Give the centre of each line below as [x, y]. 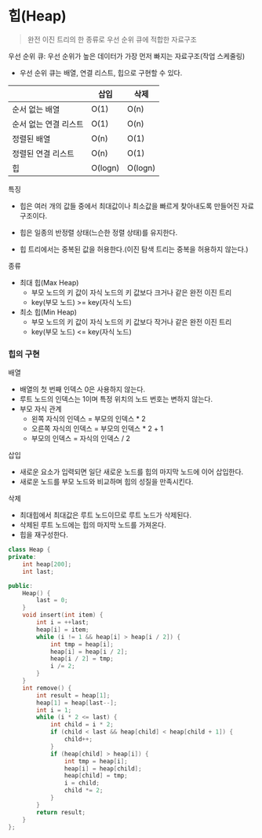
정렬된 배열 [31, 138]
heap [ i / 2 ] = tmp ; [82, 659]
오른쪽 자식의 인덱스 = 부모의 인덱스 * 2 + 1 [97, 428]
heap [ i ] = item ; [63, 630]
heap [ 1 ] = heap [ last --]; [77, 703]
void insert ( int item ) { [63, 615]
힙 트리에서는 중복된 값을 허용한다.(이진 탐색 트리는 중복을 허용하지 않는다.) [134, 249]
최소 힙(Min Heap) [48, 312]
